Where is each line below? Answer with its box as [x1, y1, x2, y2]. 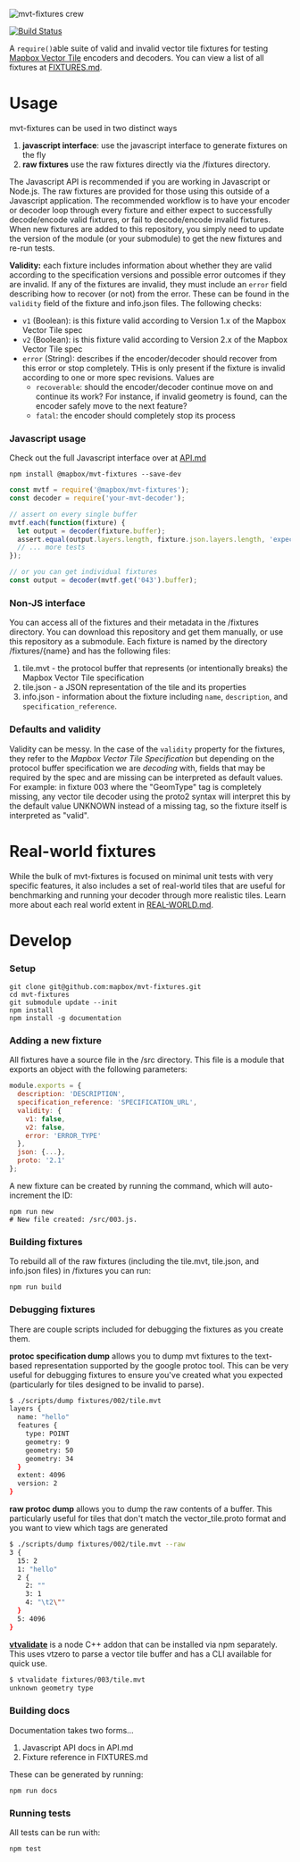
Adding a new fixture [9, 1034, 103, 1046]
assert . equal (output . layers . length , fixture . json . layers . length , [17, 535, 266, 544]
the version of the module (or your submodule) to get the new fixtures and [9, 233, 283, 244]
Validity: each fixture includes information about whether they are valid [9, 260, 272, 270]
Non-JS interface [9, 596, 86, 609]
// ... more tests [17, 543, 87, 553]
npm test [9, 1844, 42, 1853]
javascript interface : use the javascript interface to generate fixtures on [21, 139, 288, 151]
